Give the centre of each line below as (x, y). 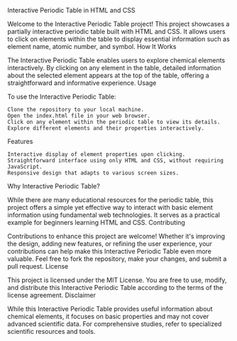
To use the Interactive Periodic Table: (62, 96)
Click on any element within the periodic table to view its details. (114, 122)
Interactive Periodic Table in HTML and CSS (71, 10)
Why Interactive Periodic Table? (54, 186)
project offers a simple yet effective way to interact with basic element (110, 207)
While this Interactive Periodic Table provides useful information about (110, 309)
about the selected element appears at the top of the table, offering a (108, 75)
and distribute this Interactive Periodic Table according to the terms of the (115, 287)
